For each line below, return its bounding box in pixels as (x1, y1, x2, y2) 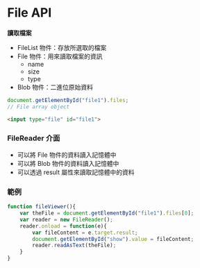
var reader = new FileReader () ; (19, 216, 113, 223)
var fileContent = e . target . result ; (32, 229, 138, 236)
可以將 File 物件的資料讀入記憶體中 (17, 151, 117, 159)
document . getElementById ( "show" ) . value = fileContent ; (32, 235, 194, 242)
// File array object (7, 103, 70, 110)
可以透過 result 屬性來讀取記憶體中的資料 (17, 168, 135, 176)
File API (7, 5, 52, 21)
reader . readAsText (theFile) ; (32, 242, 117, 249)
